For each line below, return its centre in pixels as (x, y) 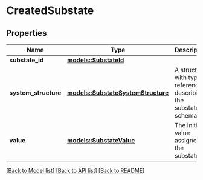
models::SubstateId (96, 60)
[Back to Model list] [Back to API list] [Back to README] (76, 171)
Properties (27, 33)
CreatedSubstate (50, 11)
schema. (187, 115)
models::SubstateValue (101, 140)
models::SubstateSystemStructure (118, 93)
